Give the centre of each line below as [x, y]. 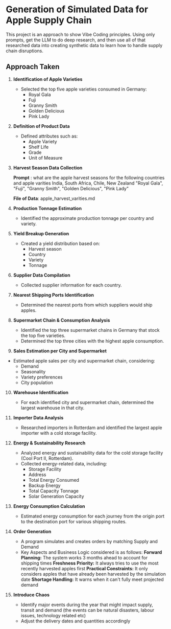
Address [37, 475]
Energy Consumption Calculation [49, 506]
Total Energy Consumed [54, 480]
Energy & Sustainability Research [49, 443]
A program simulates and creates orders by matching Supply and [89, 541]
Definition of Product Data [42, 126]
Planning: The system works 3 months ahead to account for [84, 557]
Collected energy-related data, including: [64, 463]
